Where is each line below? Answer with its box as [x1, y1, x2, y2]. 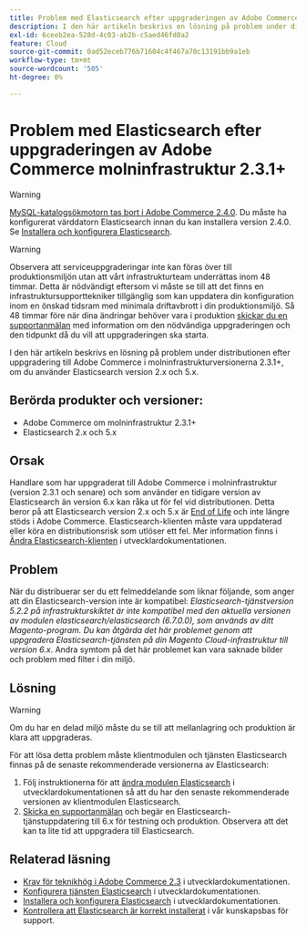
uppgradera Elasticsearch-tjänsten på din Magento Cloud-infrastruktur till [9, 635, 289, 646]
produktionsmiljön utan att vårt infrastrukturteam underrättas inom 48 [9, 271, 270, 282]
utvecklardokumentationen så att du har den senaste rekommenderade [22, 786, 290, 797]
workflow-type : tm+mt [9, 56, 92, 65]
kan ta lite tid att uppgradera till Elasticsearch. [22, 825, 195, 836]
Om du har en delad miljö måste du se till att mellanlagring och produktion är [9, 722, 296, 732]
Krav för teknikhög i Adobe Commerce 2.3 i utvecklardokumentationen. [22, 876, 291, 887]
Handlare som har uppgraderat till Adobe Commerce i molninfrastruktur [9, 477, 278, 488]
